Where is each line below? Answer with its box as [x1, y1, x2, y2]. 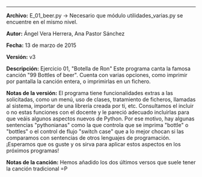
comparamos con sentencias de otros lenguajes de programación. [6, 134, 171, 141]
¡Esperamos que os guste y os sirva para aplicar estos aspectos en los [6, 141, 182, 147]
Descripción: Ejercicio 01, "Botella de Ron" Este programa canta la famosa [6, 65, 191, 72]
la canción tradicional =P [6, 165, 68, 172]
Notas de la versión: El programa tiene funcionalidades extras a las [6, 90, 173, 96]
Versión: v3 [6, 54, 36, 60]
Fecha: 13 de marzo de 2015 [6, 42, 77, 49]
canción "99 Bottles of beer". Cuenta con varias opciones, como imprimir [6, 72, 188, 78]
